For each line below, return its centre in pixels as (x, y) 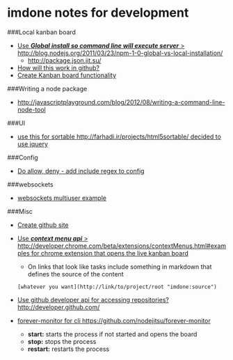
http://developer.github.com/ (58, 307)
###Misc (20, 211)
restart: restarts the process (69, 349)
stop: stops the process (62, 341)
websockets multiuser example (62, 198)
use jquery (33, 143)
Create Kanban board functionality (67, 75)
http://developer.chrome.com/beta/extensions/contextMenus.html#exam (122, 246)
